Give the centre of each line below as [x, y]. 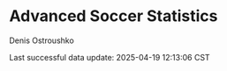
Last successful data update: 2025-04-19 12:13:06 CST [110, 57]
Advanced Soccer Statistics [113, 16]
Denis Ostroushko [42, 40]
